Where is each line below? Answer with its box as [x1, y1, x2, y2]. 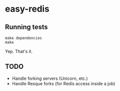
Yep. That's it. [5, 49, 33, 54]
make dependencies [5, 36, 42, 40]
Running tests [5, 23, 48, 31]
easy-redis [5, 3, 50, 15]
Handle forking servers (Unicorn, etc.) [12, 75, 88, 81]
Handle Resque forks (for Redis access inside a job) [12, 80, 116, 86]
